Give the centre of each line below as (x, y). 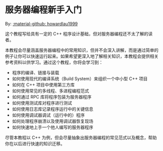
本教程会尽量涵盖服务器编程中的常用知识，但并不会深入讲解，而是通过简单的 (82, 50)
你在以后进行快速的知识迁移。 (35, 143)
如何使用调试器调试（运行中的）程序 (48, 115)
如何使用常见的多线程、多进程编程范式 (50, 91)
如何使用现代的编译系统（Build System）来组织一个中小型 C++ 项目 (80, 79)
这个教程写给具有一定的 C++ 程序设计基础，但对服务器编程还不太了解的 (77, 34)
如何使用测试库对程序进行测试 (42, 103)
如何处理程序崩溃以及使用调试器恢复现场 (53, 121)
